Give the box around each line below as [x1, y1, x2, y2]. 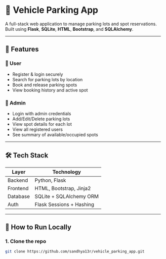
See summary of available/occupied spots [12, 131, 98, 138]
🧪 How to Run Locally [5, 223, 72, 232]
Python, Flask [34, 177, 66, 184]
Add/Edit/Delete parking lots [12, 116, 70, 122]
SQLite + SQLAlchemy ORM [34, 193, 99, 200]
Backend [7, 177, 28, 184]
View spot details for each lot [12, 121, 72, 127]
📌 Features [5, 45, 39, 53]
